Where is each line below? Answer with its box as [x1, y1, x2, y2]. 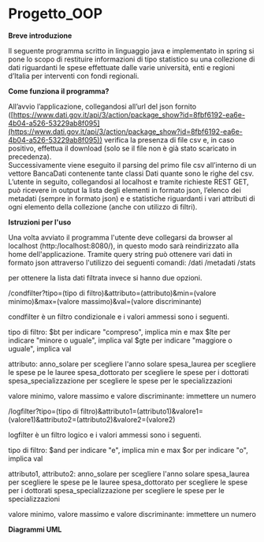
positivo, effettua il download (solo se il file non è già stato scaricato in [8, 143, 237, 153]
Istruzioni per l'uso [8, 217, 72, 227]
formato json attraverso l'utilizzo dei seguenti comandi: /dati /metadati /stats [8, 258, 256, 267]
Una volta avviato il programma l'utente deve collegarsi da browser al [8, 232, 233, 242]
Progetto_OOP [8, 5, 103, 23]
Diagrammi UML [8, 525, 62, 534]
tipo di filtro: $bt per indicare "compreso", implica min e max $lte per [8, 327, 231, 336]
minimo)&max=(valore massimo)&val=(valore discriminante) [8, 296, 203, 306]
